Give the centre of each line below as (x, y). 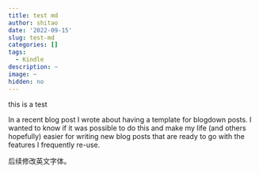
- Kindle (30, 60)
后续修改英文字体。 (40, 161)
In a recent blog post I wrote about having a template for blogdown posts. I (130, 119)
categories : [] (33, 45)
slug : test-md (32, 38)
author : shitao (33, 23)
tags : (17, 52)
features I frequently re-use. (54, 145)
